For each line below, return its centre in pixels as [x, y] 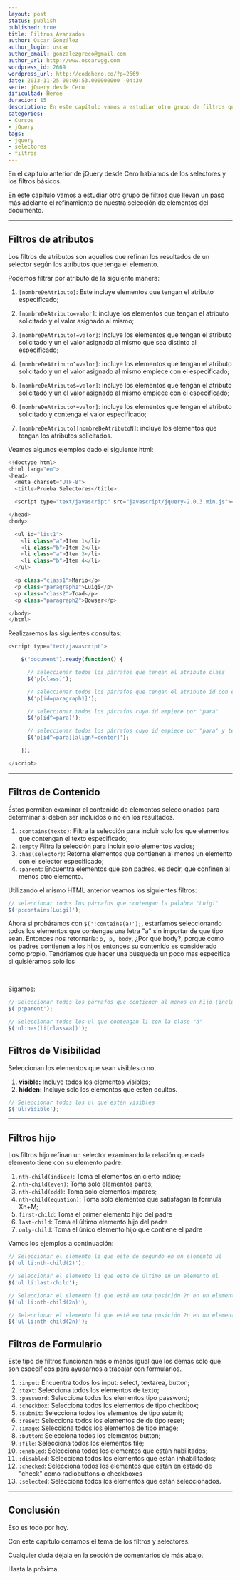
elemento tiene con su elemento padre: [66, 1163]
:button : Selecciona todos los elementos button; [89, 1436]
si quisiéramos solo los [42, 962]
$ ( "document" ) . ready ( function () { [72, 660]
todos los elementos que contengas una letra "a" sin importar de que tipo [116, 931]
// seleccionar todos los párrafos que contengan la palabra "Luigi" [114, 903]
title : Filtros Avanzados [46, 34]
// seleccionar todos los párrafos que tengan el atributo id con [127, 692]
